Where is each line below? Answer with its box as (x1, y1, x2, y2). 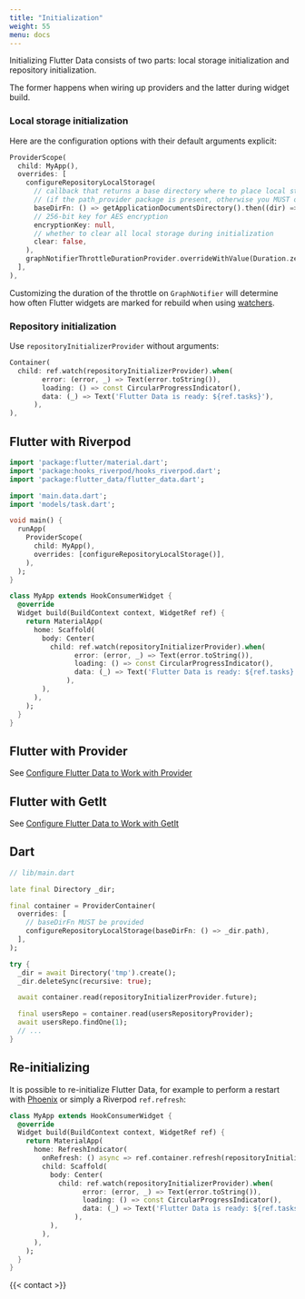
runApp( (17, 524, 47, 534)
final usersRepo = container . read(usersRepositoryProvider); (17, 1009, 254, 1018)
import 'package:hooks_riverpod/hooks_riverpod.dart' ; (9, 466, 221, 475)
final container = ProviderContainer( (9, 901, 156, 910)
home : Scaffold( (33, 625, 95, 634)
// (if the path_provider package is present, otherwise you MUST (33, 195, 290, 204)
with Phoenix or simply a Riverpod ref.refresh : (9, 1094, 186, 1105)
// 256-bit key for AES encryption (33, 212, 169, 221)
